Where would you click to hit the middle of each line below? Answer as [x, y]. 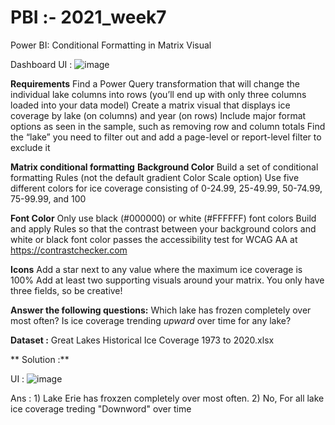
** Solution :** [40, 359]
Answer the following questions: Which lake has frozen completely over [161, 310]
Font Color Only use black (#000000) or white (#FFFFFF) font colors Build [163, 218]
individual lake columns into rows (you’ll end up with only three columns [158, 94]
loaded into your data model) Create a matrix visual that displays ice [150, 105]
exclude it [30, 147]
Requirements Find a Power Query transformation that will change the [155, 83]
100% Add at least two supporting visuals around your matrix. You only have [167, 280]
